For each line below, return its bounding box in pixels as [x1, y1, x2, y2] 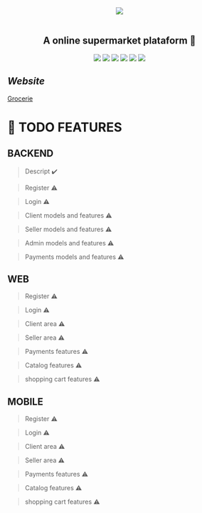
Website [7, 75, 45, 88]
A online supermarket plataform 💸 [43, 35, 196, 47]
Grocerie [7, 94, 33, 103]
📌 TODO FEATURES [7, 119, 122, 135]
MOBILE [7, 395, 44, 407]
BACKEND [7, 148, 54, 160]
